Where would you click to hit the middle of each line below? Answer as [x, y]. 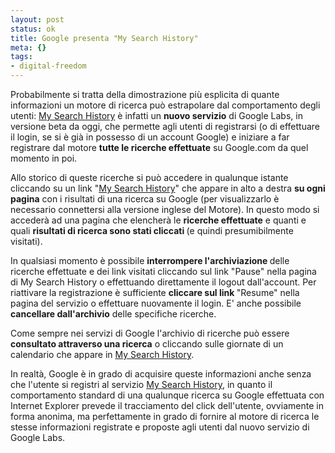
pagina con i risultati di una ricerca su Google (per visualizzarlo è [145, 199]
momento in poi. [44, 158]
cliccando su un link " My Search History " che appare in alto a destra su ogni [168, 188]
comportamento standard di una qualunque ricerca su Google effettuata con [167, 395]
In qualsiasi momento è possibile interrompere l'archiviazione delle [150, 260]
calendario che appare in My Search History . [102, 354]
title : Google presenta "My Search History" [104, 38]
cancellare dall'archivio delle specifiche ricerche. [113, 314]
